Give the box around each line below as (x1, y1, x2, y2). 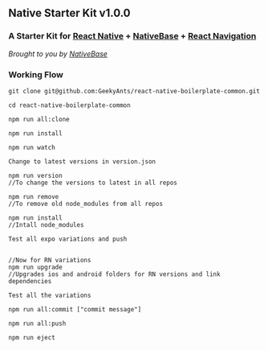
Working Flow (8, 68, 64, 80)
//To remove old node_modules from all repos (8, 200, 163, 208)
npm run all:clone (8, 115, 70, 123)
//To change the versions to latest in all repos (8, 179, 178, 187)
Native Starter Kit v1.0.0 (8, 6, 131, 20)
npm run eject (8, 333, 56, 341)
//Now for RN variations (8, 256, 91, 264)
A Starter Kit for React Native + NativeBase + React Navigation (8, 31, 257, 42)
